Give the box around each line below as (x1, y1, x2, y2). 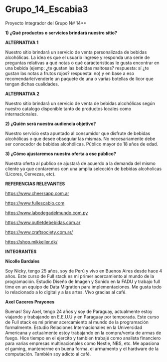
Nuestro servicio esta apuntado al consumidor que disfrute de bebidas (5, 130, 151, 136)
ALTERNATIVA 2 (5, 90, 40, 96)
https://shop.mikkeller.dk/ (5, 238, 58, 244)
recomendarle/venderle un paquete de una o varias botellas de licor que (5, 75, 154, 81)
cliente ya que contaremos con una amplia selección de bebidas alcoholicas (5, 165, 162, 171)
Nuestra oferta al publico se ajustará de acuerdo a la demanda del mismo (5, 160, 156, 166)
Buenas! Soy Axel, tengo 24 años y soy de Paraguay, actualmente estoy (5, 308, 153, 314)
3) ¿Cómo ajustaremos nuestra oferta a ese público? (5, 150, 116, 156)
